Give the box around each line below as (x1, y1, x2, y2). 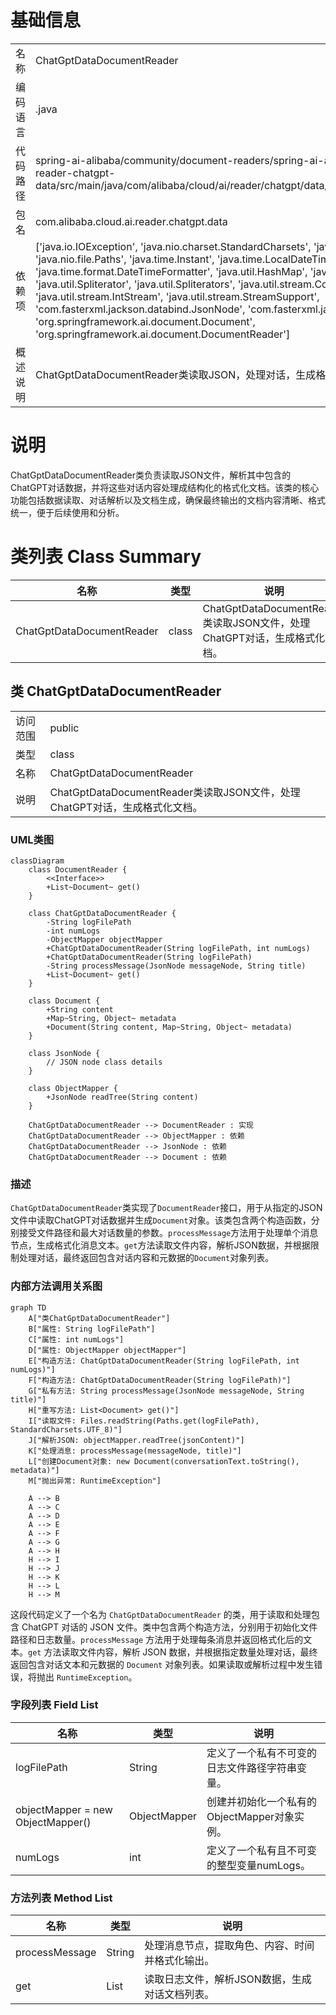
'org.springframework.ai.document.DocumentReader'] (35, 327, 291, 341)
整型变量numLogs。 (216, 1858, 311, 1872)
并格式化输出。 (144, 1954, 215, 1968)
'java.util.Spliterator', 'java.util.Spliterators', (35, 277, 236, 291)
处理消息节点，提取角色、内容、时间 (144, 1939, 315, 1953)
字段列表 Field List (10, 1698, 99, 1712)
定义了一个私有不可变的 (206, 1746, 318, 1760)
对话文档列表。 (144, 1987, 215, 2001)
